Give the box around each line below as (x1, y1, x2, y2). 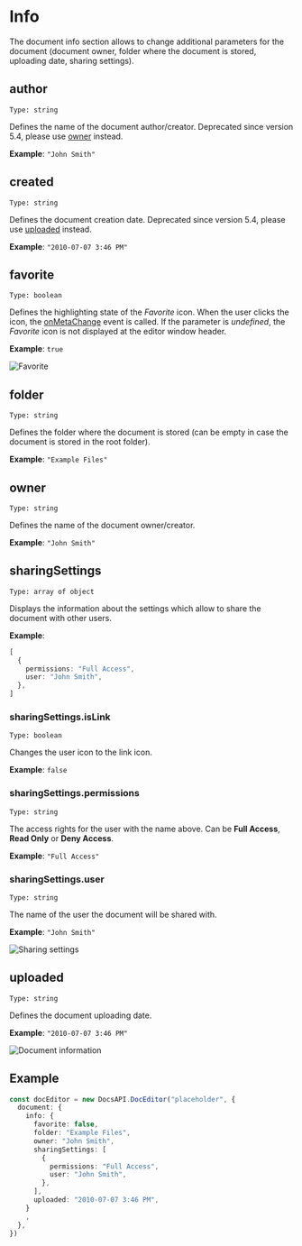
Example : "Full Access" (9, 850, 100, 861)
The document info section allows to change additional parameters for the (9, 36, 285, 47)
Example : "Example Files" (9, 454, 108, 465)
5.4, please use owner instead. (9, 131, 124, 142)
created (9, 174, 54, 190)
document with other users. (9, 612, 113, 623)
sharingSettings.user (9, 873, 105, 885)
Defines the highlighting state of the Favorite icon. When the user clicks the (9, 307, 290, 317)
